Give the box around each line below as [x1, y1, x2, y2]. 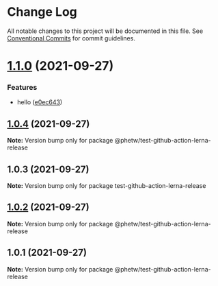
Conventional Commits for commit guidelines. [7, 34, 135, 42]
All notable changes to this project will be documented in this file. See [7, 27, 204, 35]
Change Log [7, 4, 77, 20]
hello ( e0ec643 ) [16, 98, 63, 106]
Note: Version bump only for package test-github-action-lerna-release [7, 182, 206, 190]
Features [7, 83, 38, 93]
